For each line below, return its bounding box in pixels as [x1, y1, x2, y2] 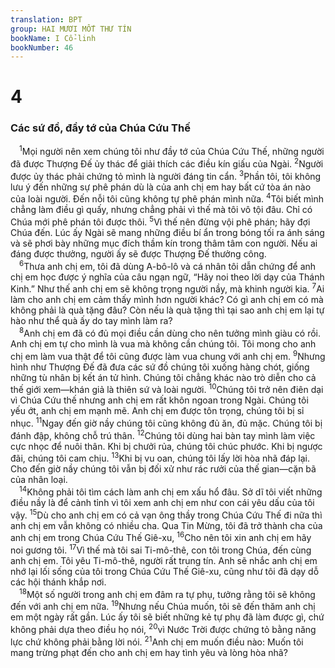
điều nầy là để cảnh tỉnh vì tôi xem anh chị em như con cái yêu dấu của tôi [10, 496, 315, 508]
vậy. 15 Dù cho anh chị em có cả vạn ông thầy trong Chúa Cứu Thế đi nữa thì [10, 507, 323, 521]
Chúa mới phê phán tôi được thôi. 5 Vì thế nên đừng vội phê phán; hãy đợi [10, 214, 311, 228]
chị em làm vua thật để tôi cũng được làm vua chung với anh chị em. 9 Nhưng [10, 348, 326, 362]
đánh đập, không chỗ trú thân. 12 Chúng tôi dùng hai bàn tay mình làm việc [10, 427, 316, 441]
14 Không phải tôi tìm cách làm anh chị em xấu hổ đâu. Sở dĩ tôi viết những [19, 484, 323, 498]
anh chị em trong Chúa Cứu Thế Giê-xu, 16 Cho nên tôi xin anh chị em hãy [10, 530, 312, 544]
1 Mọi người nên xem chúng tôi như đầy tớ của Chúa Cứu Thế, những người [19, 144, 325, 158]
